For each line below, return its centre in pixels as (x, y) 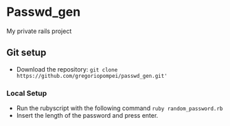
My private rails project (39, 31)
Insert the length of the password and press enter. (87, 116)
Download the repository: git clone (67, 69)
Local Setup (27, 93)
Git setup (26, 53)
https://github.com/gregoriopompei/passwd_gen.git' (92, 76)
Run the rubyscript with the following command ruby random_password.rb (119, 108)
